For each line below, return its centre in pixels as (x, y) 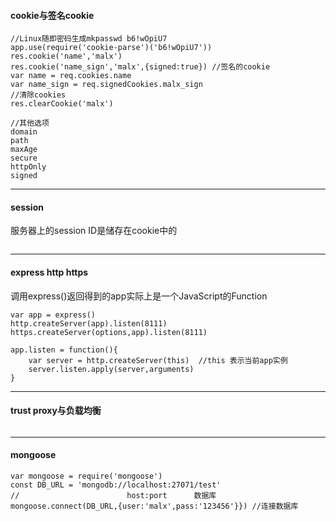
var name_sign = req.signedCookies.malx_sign (106, 85)
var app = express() (53, 315)
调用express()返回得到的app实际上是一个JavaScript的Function (139, 296)
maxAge (24, 150)
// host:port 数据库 (113, 496)
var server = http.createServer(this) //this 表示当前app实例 (158, 360)
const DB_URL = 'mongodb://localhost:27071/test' (116, 485)
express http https (49, 272)
